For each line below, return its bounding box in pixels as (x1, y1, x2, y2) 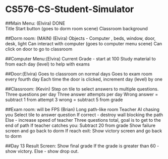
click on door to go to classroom (5, 46, 73, 52)
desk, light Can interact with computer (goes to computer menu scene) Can (5, 40, 162, 46)
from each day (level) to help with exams (5, 61, 90, 67)
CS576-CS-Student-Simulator (5, 4, 134, 15)
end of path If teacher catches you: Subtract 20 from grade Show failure (5, 122, 155, 128)
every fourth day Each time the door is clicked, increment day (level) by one (5, 76, 163, 82)
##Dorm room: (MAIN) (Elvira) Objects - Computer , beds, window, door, (5, 35, 156, 41)
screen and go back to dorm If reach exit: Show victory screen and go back (5, 127, 162, 134)
